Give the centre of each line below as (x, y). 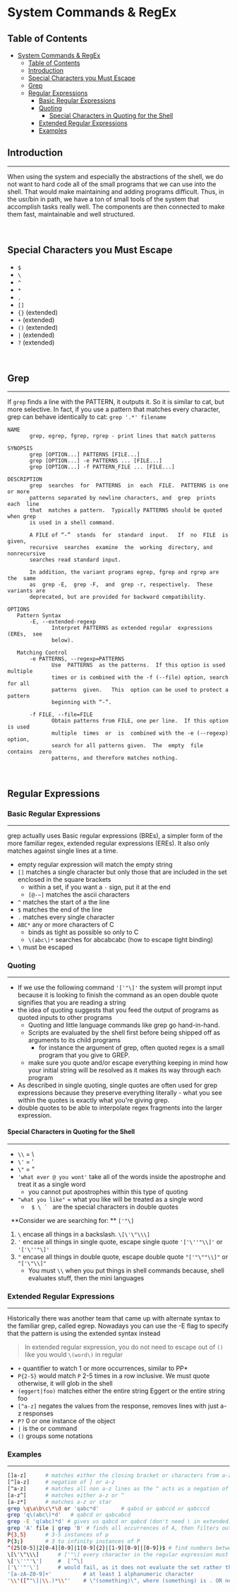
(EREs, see (25, 634)
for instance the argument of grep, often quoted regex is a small (131, 1047)
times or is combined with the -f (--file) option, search (140, 678)
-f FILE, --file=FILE (61, 715)
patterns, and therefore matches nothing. (115, 758)
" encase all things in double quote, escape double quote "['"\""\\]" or (123, 1256)
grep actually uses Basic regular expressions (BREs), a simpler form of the (115, 836)
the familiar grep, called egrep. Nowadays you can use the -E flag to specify (118, 1326)
